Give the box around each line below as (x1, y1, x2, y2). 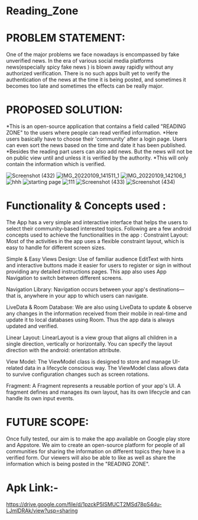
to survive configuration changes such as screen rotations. (6, 371, 150, 378)
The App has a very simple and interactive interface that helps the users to (6, 219, 188, 226)
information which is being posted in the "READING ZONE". (6, 460, 150, 467)
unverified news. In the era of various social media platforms (6, 58, 154, 65)
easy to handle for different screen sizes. (6, 244, 106, 251)
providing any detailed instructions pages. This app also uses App (6, 268, 167, 275)
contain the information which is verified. (6, 161, 106, 168)
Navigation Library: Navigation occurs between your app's (6, 286, 148, 293)
